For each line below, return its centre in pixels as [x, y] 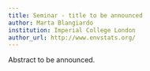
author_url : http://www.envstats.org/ [72, 37]
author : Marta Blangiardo [51, 23]
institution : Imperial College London [72, 30]
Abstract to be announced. [52, 60]
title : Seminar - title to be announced [76, 15]
